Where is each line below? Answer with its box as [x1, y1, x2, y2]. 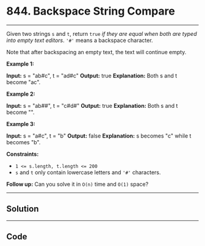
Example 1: [6, 60, 35, 68]
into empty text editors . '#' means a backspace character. [6, 37, 154, 44]
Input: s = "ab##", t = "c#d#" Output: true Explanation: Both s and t [6, 102, 178, 109]
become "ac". [6, 78, 41, 86]
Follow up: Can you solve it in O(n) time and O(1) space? [6, 180, 149, 188]
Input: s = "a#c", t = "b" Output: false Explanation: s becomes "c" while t [6, 132, 192, 139]
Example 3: [6, 120, 35, 127]
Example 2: [6, 90, 35, 97]
